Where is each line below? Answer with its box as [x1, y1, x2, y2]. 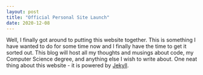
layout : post [6, 8, 39, 15]
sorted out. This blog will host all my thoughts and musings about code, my [6, 49, 194, 56]
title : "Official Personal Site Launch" [6, 14, 110, 20]
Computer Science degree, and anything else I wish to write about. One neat [6, 55, 198, 63]
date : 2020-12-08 [6, 20, 50, 26]
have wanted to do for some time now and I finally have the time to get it [6, 43, 187, 50]
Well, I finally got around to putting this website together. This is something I [6, 37, 196, 44]
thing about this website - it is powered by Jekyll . [6, 62, 129, 69]
